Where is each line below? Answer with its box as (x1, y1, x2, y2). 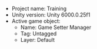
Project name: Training (11, 5, 67, 12)
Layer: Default (20, 37, 55, 43)
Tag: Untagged (20, 30, 57, 37)
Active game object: (11, 18, 61, 24)
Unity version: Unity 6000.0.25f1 (11, 11, 91, 18)
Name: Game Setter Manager (20, 24, 92, 31)
